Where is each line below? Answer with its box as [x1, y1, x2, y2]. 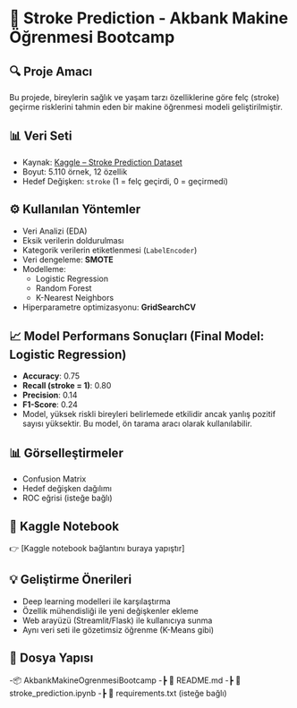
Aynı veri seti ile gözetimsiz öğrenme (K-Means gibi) [21, 624, 215, 635]
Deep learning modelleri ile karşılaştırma [21, 595, 172, 607]
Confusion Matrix [21, 473, 87, 484]
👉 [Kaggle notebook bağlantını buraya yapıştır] [9, 543, 185, 554]
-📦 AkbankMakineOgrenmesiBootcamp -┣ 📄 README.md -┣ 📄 [9, 675, 242, 686]
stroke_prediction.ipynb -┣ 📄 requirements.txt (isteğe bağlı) [9, 687, 227, 698]
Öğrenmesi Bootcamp [9, 27, 175, 47]
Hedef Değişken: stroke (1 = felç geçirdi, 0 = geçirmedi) [21, 175, 228, 186]
